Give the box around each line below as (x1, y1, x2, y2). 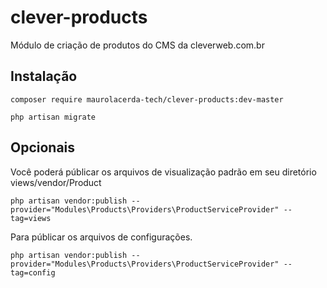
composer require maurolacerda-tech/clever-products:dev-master (10, 94, 284, 105)
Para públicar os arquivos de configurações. (10, 231, 193, 243)
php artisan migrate (10, 112, 97, 122)
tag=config (10, 267, 56, 278)
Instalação (10, 68, 78, 85)
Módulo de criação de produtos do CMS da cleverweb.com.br (10, 39, 265, 51)
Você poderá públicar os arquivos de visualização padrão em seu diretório (10, 166, 317, 178)
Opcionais (10, 139, 76, 156)
